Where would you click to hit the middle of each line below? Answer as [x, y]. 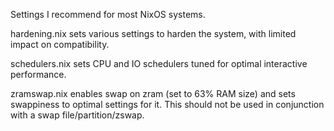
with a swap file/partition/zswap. [77, 115]
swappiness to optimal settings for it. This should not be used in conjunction [167, 104]
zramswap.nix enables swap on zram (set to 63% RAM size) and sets [153, 93]
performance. [38, 74]
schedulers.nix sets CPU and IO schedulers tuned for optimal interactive [159, 63]
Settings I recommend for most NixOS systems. [108, 14]
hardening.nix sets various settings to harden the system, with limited [153, 33]
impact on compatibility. [60, 44]
